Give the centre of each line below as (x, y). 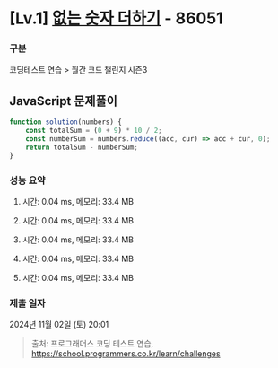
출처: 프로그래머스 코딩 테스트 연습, (92, 344)
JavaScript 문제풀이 (64, 101)
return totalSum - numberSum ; (82, 147)
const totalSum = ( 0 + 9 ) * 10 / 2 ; (94, 131)
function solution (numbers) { (66, 122)
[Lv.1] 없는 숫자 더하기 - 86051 (117, 18)
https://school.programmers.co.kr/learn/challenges (126, 354)
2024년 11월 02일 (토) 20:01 (59, 325)
